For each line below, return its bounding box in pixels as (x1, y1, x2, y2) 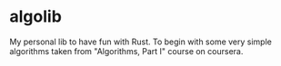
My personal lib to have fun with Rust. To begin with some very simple (9, 36, 273, 47)
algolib (9, 6, 62, 27)
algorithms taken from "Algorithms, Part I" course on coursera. (9, 45, 244, 56)
